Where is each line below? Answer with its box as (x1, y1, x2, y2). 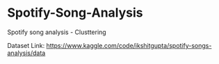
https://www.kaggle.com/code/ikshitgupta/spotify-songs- (46, 41, 212, 49)
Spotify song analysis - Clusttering (7, 28, 106, 36)
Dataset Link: (7, 41, 45, 49)
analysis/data (7, 49, 46, 57)
